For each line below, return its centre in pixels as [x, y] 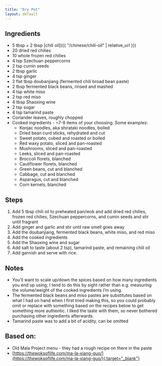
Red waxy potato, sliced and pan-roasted [60, 143]
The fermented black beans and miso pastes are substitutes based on [82, 295]
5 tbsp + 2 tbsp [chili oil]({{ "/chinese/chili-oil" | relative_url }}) [74, 45]
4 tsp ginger [24, 76]
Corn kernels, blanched [43, 184]
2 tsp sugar [24, 107]
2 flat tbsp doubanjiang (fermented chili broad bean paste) [71, 82]
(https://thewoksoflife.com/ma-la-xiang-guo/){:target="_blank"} [76, 358]
